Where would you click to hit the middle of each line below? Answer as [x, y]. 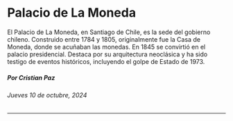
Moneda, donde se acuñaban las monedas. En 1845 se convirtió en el [106, 47]
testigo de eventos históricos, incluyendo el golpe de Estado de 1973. [106, 61]
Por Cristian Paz [31, 77]
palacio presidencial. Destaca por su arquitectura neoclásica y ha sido [107, 54]
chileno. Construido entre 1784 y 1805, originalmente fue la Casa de [104, 39]
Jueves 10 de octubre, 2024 [47, 95]
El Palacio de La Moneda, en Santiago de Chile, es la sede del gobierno [109, 32]
